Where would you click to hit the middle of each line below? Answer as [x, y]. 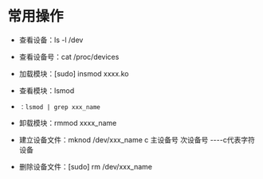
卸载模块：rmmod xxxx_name [68, 123]
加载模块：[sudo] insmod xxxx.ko [74, 73]
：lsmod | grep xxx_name [60, 107]
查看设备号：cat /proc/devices [69, 56]
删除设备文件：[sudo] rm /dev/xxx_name [86, 166]
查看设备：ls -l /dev [51, 40]
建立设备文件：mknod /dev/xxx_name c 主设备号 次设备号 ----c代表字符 [137, 139]
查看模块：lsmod [47, 90]
